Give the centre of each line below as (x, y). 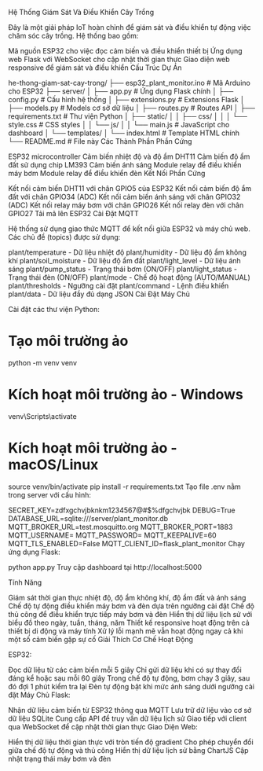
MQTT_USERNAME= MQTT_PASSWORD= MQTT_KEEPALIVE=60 (113, 535)
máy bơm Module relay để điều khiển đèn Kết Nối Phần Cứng (107, 173)
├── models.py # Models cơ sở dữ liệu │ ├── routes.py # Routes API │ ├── (131, 108)
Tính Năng (25, 582)
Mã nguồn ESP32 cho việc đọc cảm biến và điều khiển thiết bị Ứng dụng (125, 51)
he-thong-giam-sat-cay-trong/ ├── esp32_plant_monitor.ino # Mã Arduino (130, 83)
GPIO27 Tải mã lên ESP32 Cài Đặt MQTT (73, 213)
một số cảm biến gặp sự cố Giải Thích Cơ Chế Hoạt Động (101, 639)
